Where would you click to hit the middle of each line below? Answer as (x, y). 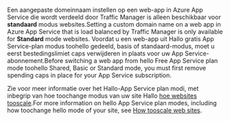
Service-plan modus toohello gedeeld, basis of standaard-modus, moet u (111, 46)
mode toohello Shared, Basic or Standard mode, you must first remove (107, 68)
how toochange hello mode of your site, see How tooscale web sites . (105, 110)
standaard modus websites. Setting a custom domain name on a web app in (114, 24)
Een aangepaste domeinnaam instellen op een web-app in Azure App (105, 10)
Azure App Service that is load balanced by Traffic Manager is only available (115, 31)
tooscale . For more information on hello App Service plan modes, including (112, 103)
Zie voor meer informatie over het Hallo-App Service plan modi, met (103, 89)
